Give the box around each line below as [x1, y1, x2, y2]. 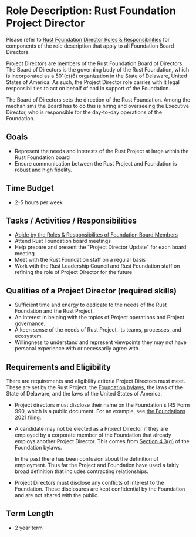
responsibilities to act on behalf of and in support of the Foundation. [6, 85, 171, 92]
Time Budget [6, 183, 55, 193]
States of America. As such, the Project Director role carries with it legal [6, 78, 180, 86]
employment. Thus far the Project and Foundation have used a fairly [14, 462, 179, 468]
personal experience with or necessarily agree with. [14, 345, 140, 352]
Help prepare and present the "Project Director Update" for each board [14, 244, 187, 251]
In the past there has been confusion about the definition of [14, 455, 159, 462]
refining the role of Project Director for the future [14, 269, 133, 276]
